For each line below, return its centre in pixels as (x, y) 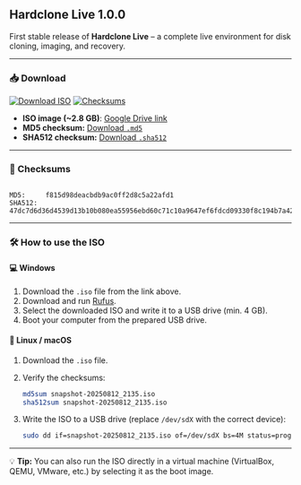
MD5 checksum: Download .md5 (82, 128)
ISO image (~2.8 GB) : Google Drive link (95, 118)
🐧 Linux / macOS (40, 341)
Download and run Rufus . (69, 300)
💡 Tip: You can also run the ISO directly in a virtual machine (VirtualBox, (142, 462)
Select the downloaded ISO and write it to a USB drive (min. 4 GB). (145, 310)
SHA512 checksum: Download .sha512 (95, 137)
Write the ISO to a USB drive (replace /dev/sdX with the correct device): (154, 420)
